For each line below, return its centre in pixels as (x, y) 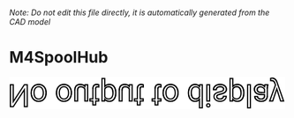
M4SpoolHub (59, 57)
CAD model (30, 21)
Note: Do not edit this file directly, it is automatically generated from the (139, 12)
